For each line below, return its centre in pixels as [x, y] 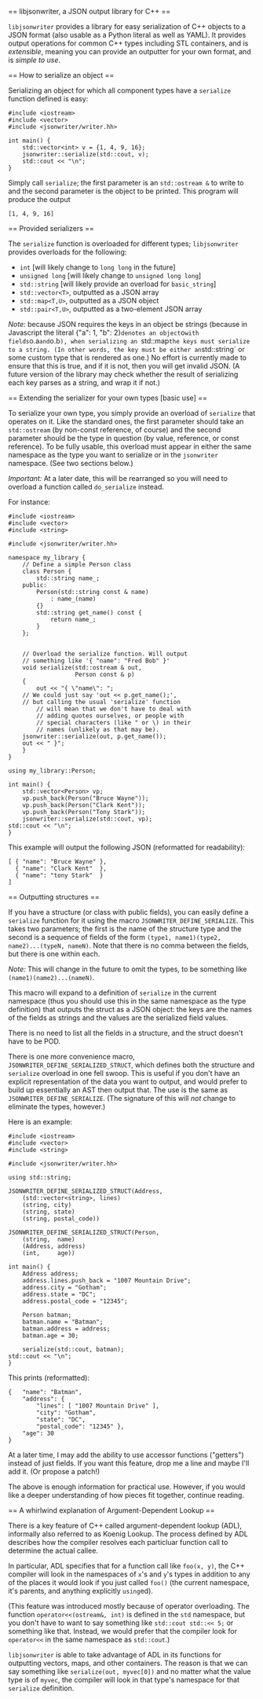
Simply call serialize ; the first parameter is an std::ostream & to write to [126, 183]
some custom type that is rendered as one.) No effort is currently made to [128, 358]
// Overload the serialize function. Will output [105, 654]
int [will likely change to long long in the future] [97, 267]
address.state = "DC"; [59, 1294]
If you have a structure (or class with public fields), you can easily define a [128, 912]
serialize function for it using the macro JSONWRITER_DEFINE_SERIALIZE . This [131, 920]
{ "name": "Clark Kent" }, [61, 868]
